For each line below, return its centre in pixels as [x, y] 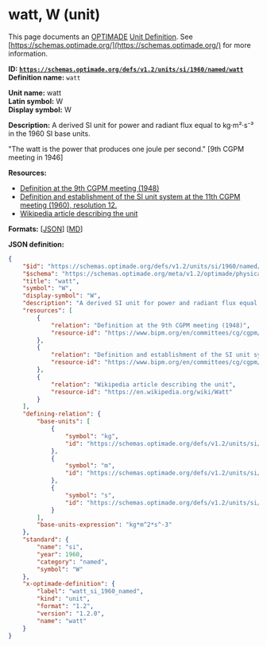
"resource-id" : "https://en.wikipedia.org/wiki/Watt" [141, 392]
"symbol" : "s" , [90, 495]
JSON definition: [37, 244]
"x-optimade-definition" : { [69, 584]
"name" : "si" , [60, 547]
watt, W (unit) [54, 15]
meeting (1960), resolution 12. [68, 205]
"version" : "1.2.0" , [71, 614]
